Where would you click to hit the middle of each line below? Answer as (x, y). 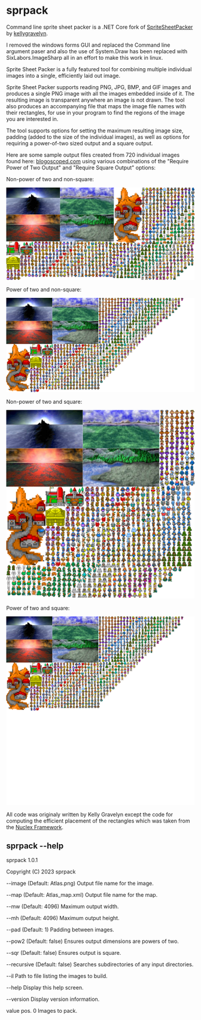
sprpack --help (35, 846)
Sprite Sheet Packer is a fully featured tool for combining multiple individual (99, 69)
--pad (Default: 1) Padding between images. (60, 930)
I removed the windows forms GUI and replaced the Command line (88, 45)
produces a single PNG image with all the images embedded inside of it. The (100, 93)
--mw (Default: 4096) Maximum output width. (63, 906)
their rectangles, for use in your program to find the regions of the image (96, 112)
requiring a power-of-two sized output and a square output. (80, 143)
